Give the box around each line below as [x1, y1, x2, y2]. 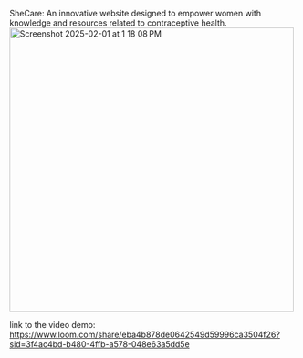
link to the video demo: [9, 320, 96, 330]
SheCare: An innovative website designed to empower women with [9, 8, 262, 18]
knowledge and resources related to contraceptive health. [9, 17, 227, 28]
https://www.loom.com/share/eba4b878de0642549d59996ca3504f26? [9, 329, 281, 340]
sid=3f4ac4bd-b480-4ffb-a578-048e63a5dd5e [9, 339, 190, 350]
